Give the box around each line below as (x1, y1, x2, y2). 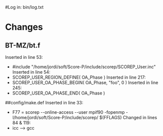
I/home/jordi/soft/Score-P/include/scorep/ (12, 115, 99, 120)
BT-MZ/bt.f (5, 41, 41, 49)
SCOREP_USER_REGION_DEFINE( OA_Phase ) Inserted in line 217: (12, 74, 146, 80)
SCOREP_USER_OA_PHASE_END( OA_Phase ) (12, 90, 105, 96)
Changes (5, 22, 43, 33)
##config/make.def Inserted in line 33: (5, 100, 83, 105)
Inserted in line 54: (12, 69, 51, 75)
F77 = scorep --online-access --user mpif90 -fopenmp (12, 109, 125, 115)
